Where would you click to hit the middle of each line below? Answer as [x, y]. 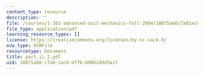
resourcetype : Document [36, 51]
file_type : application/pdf [42, 29]
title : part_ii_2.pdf [34, 57]
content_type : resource [36, 12]
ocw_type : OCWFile [29, 46]
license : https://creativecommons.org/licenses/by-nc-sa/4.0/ [87, 40]
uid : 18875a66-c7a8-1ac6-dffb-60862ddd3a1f [62, 62]
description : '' [27, 18]
